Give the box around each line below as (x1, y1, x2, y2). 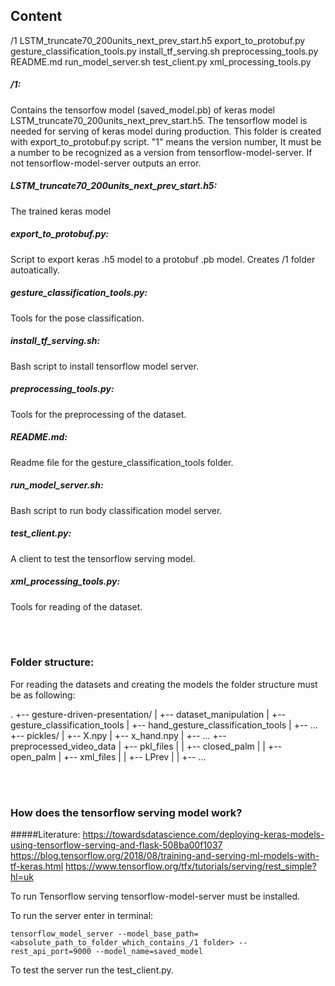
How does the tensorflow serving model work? (10, 805, 243, 819)
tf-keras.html (10, 860, 64, 873)
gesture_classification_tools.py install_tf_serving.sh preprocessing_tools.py (10, 45, 319, 57)
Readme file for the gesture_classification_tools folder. (10, 456, 234, 468)
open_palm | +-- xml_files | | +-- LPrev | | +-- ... (10, 750, 207, 763)
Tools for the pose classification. (10, 312, 145, 324)
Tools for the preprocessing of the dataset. (10, 408, 187, 420)
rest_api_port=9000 (10, 947, 92, 957)
